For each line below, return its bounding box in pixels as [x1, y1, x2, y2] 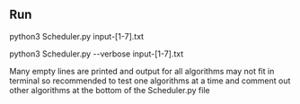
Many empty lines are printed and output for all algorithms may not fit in [9, 65, 275, 76]
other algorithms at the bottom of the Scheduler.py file [9, 84, 210, 95]
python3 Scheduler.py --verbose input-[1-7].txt [9, 48, 184, 59]
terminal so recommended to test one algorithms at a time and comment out [9, 75, 291, 86]
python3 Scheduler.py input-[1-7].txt [9, 30, 145, 41]
